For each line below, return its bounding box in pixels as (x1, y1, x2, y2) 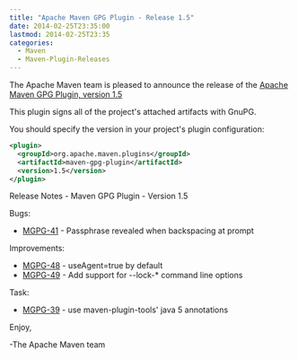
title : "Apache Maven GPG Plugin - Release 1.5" (9, 13, 195, 22)
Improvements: (9, 243, 66, 254)
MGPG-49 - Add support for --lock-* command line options (22, 270, 243, 281)
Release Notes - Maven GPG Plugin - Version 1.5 (9, 190, 188, 202)
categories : (9, 38, 54, 48)
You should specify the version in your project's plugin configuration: (9, 124, 265, 135)
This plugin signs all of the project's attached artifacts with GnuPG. (9, 107, 258, 117)
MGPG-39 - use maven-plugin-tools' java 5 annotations (22, 304, 229, 315)
